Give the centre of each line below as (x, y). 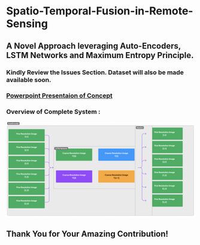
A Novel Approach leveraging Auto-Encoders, (94, 46)
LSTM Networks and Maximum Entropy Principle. (100, 55)
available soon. (29, 80)
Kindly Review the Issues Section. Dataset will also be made (95, 72)
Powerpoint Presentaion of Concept (59, 96)
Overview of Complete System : (53, 112)
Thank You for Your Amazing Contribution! (87, 234)
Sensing (27, 24)
